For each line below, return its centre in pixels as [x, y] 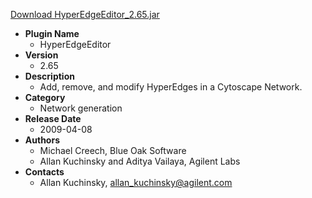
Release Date [53, 118]
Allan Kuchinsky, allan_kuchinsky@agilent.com [136, 182]
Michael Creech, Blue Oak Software [113, 150]
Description [49, 76]
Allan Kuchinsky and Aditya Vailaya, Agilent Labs [140, 161]
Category [45, 97]
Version [41, 55]
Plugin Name [52, 33]
